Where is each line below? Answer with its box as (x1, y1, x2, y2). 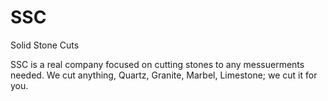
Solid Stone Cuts (10, 39, 80, 51)
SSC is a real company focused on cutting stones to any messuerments (10, 58, 305, 70)
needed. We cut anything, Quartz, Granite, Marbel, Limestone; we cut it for (10, 69, 318, 81)
